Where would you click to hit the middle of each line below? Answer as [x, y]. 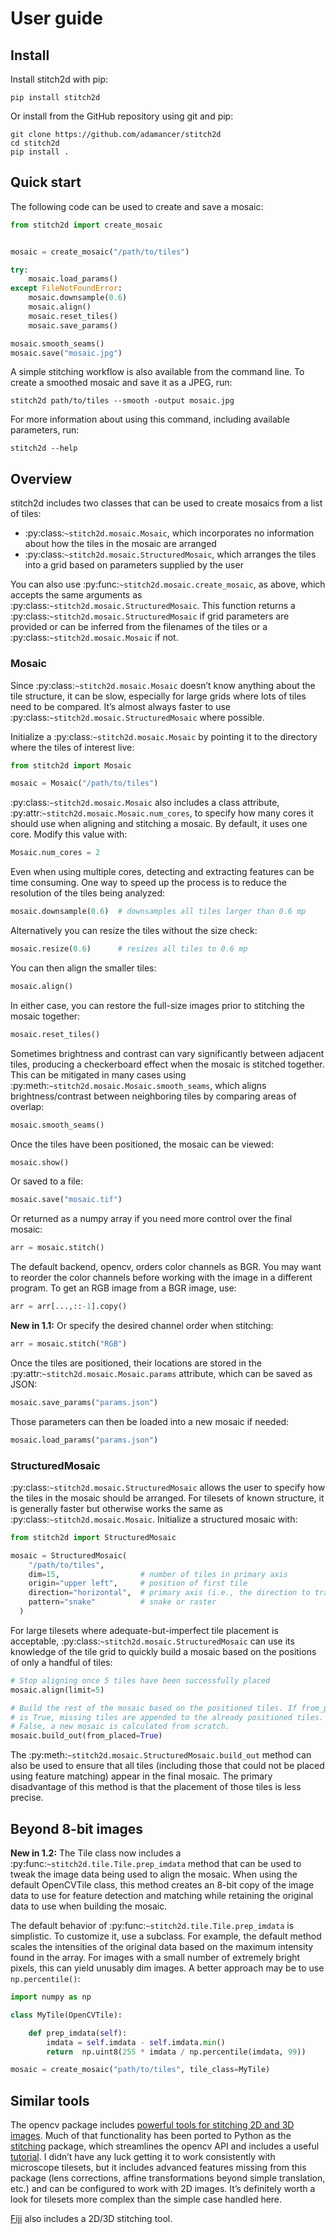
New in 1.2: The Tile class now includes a [96, 1853]
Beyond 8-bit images [77, 1828]
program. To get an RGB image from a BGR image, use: [123, 1288]
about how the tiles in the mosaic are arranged [120, 544]
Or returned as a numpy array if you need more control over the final [151, 1219]
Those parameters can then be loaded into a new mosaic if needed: [150, 1421]
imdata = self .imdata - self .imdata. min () [136, 2042]
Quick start [46, 182]
